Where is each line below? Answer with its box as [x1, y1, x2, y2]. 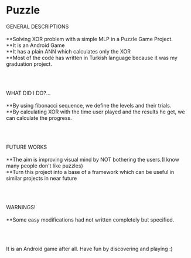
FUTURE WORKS [6, 143, 47, 150]
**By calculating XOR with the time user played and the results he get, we [6, 108, 186, 115]
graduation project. [6, 60, 53, 68]
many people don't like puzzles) [6, 162, 83, 169]
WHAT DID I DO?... [6, 89, 51, 96]
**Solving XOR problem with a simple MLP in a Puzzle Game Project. [6, 35, 173, 42]
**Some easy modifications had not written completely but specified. [6, 216, 175, 223]
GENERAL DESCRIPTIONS [6, 23, 69, 30]
